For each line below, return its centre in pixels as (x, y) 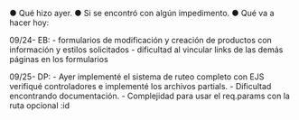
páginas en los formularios (59, 59)
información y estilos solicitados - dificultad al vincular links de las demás (146, 50)
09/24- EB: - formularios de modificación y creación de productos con (141, 40)
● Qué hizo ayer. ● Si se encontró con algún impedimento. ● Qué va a (142, 13)
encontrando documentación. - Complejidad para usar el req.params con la (150, 96)
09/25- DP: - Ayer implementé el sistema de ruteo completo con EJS (137, 77)
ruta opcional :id (40, 106)
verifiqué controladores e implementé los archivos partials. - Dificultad (140, 86)
